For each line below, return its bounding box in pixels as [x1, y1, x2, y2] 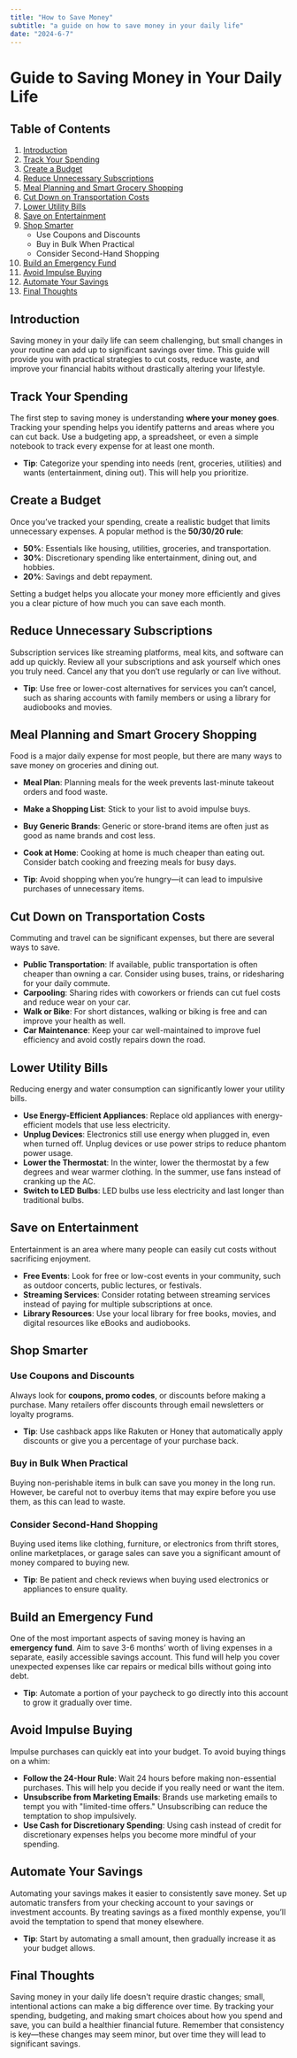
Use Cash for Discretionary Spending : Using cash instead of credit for [22, 1820, 282, 1831]
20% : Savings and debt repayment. [22, 571, 153, 582]
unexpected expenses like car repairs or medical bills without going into [10, 1661, 272, 1671]
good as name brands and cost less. [22, 830, 156, 841]
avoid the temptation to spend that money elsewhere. [10, 1915, 204, 1926]
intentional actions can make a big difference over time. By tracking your [10, 2001, 274, 2012]
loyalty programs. [10, 1408, 74, 1419]
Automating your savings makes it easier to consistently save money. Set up [10, 1887, 287, 1899]
